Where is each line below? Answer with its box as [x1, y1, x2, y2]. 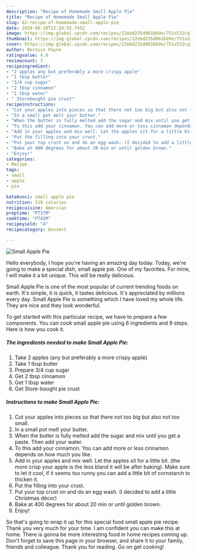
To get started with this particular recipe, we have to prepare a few [6, 313, 167, 320]
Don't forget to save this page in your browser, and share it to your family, [6, 537, 184, 544]
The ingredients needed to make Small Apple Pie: [6, 339, 129, 346]
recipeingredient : [6, 63, 51, 69]
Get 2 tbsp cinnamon [14, 372, 66, 379]
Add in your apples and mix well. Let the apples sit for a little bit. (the [14, 457, 181, 464]
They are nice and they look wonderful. [6, 302, 101, 309]
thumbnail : [6, 36, 33, 42]
